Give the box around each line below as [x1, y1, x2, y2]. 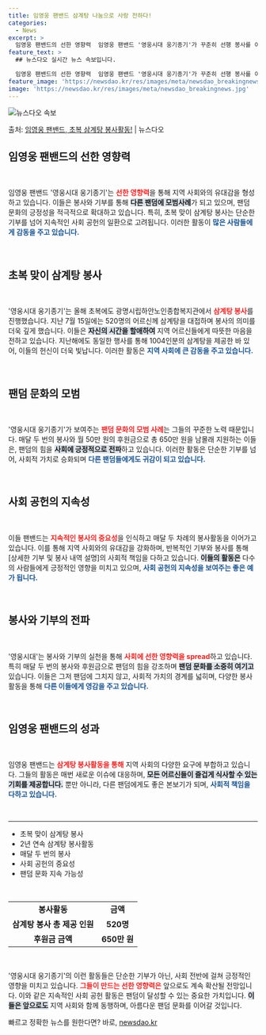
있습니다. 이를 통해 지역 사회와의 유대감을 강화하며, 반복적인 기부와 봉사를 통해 [8, 542, 249, 552]
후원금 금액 [33, 933, 73, 945]
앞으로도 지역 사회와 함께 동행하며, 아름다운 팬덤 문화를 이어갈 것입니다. [22, 1001, 242, 1010]
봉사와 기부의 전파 [8, 614, 90, 627]
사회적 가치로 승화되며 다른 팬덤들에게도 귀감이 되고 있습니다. [18, 454, 206, 464]
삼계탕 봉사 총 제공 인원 [12, 919, 94, 930]
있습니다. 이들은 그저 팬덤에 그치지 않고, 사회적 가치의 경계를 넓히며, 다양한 [8, 671, 238, 680]
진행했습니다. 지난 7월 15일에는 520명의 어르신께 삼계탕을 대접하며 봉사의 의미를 [8, 316, 256, 326]
